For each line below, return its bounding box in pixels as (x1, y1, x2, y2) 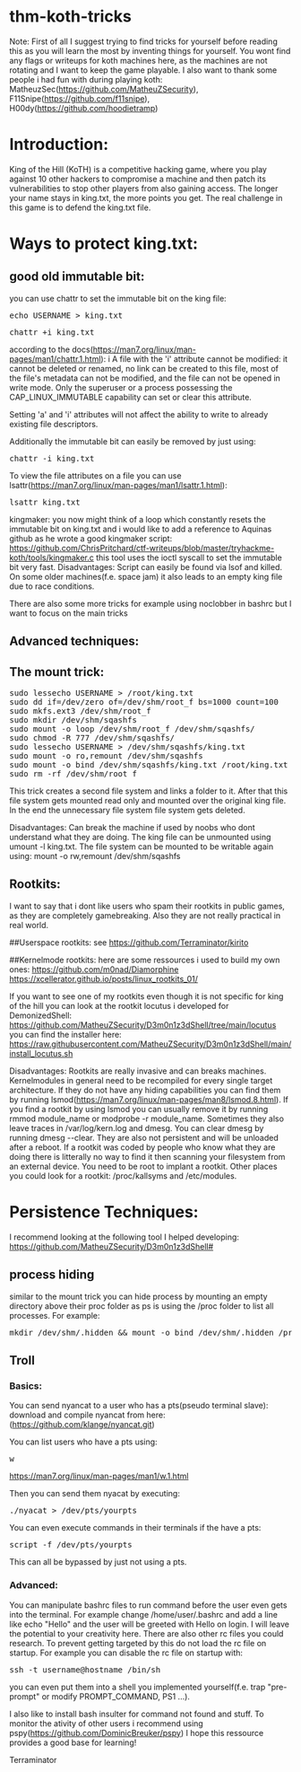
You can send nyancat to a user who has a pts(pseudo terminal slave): (9, 1400, 269, 1411)
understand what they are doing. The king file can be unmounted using (9, 832, 271, 843)
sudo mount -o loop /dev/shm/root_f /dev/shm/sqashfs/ (9, 724, 255, 734)
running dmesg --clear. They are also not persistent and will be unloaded (9, 1132, 279, 1143)
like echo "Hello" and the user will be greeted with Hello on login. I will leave (9, 1618, 289, 1629)
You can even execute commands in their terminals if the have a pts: (9, 1522, 262, 1533)
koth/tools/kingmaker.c (9, 552, 94, 563)
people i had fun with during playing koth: (9, 74, 163, 84)
